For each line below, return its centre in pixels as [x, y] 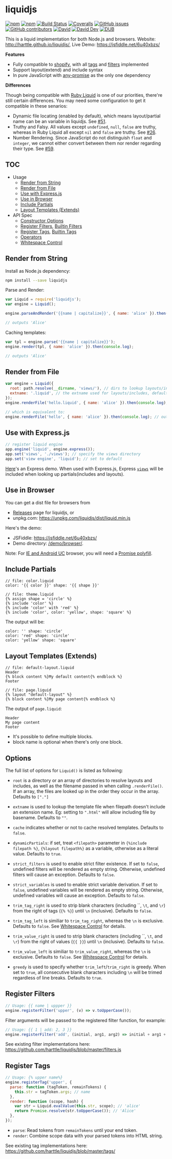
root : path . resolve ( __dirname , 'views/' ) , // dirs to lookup [77, 389]
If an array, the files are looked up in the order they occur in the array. [86, 791]
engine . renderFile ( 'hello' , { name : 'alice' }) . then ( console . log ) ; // [82, 417]
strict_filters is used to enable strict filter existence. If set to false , [86, 864]
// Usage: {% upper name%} [34, 1077]
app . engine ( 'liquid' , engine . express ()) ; [50, 450]
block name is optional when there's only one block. [68, 742]
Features [15, 54]
